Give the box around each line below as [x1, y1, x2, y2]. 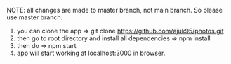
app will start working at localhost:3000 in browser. [16, 49, 166, 57]
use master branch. [6, 13, 63, 22]
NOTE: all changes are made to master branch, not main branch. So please [6, 6, 223, 14]
